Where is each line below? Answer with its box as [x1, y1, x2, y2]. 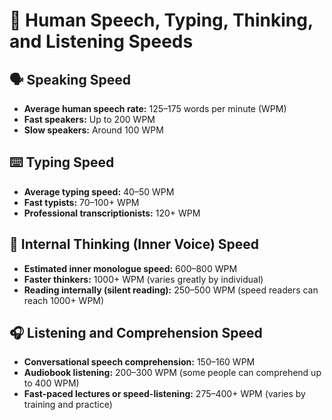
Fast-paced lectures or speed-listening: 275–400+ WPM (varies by [23, 388, 306, 400]
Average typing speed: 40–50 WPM [23, 185, 175, 198]
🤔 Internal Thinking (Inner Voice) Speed [9, 236, 260, 253]
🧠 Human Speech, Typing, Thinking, [9, 9, 314, 32]
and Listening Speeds [9, 30, 194, 53]
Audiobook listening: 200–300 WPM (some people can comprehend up [23, 367, 322, 379]
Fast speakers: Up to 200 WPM [23, 114, 156, 125]
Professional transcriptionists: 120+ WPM [23, 207, 201, 219]
